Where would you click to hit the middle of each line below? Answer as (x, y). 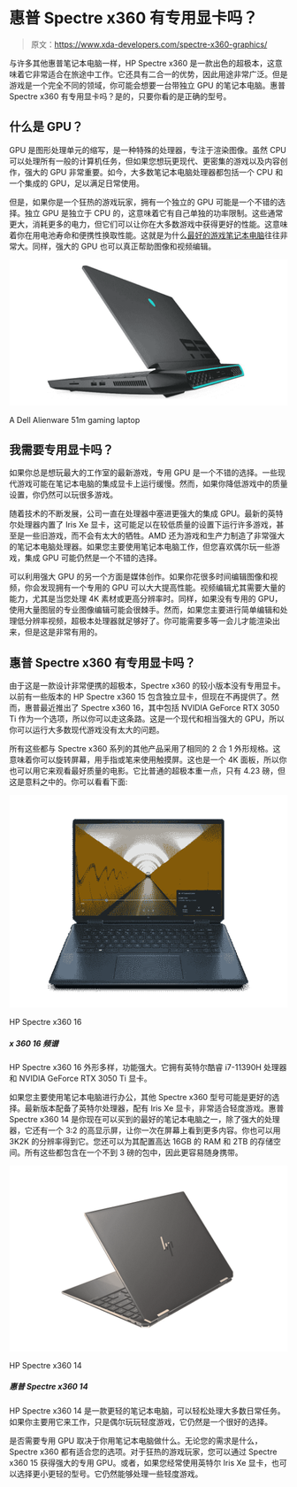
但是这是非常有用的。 (63, 632)
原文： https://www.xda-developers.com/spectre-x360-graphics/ (149, 44)
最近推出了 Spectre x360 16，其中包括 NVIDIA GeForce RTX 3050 (160, 708)
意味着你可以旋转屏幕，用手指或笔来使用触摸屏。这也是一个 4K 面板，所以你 (148, 760)
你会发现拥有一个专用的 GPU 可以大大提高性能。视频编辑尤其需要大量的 (155, 588)
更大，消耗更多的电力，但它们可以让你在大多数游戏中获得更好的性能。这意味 (148, 224)
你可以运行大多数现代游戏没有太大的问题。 (87, 730)
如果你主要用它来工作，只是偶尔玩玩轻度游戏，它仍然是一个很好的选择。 (141, 1422)
